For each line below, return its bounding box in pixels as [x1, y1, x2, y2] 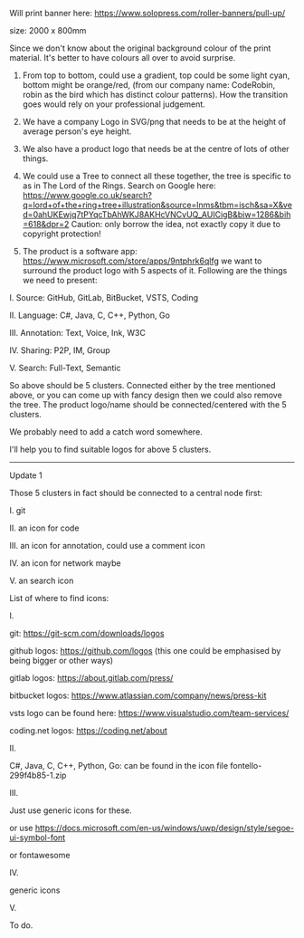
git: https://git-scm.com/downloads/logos [9, 628, 165, 638]
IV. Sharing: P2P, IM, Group [9, 345, 110, 356]
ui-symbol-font [9, 832, 66, 843]
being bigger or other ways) [9, 656, 114, 665]
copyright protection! [22, 228, 101, 239]
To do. [9, 920, 33, 931]
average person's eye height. [22, 126, 132, 137]
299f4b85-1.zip [9, 770, 67, 780]
